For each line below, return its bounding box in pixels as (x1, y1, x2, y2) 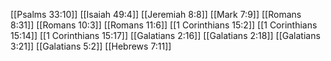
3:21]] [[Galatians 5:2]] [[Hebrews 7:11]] (10, 40, 172, 52)
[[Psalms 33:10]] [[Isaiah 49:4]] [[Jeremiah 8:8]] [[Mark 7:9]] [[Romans (10, 9, 302, 20)
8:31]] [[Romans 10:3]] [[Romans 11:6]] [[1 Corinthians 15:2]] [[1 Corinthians (10, 19, 318, 31)
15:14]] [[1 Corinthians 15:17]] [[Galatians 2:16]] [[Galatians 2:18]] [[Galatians (10, 30, 321, 41)
